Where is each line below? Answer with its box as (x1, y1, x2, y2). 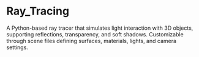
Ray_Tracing (6, 4, 69, 18)
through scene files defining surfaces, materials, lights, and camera (6, 37, 176, 44)
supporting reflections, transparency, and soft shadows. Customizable (6, 30, 184, 38)
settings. (6, 44, 29, 51)
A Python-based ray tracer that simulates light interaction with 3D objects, (6, 24, 193, 32)
